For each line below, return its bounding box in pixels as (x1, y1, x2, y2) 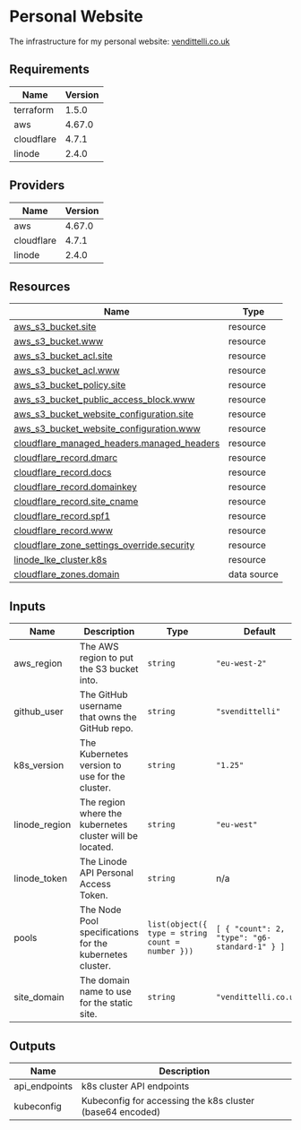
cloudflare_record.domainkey (13, 481, 137, 494)
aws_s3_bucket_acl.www (13, 365, 120, 377)
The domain (79, 974, 130, 987)
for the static (79, 996, 133, 1009)
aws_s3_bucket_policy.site (13, 379, 126, 392)
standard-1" (216, 942, 267, 952)
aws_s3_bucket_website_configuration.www (13, 423, 202, 436)
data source (228, 568, 279, 581)
